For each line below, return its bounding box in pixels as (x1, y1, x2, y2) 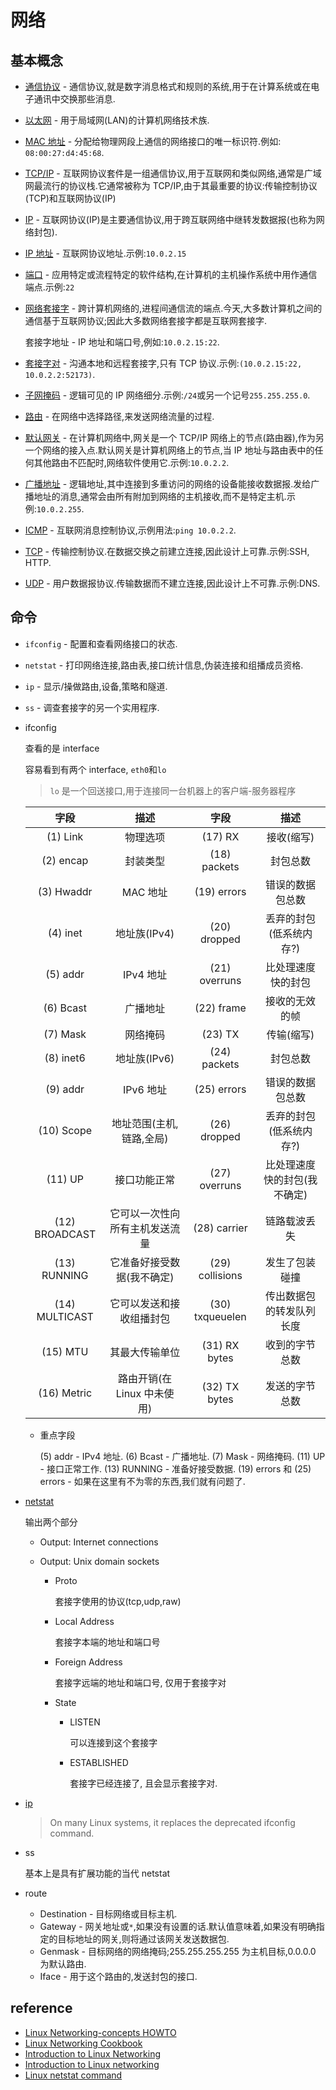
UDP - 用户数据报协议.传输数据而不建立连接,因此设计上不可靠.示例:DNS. (24, 577, 321, 589)
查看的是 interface (24, 742, 100, 754)
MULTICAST (36, 1309, 94, 1323)
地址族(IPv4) (114, 926, 175, 940)
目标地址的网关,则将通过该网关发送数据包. (57, 1932, 230, 1945)
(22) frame (194, 1001, 247, 1015)
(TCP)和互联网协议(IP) (24, 192, 117, 204)
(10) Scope (38, 1123, 93, 1137)
